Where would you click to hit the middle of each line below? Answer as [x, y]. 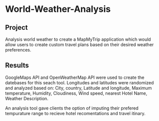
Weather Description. [27, 98]
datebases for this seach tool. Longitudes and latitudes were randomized [79, 82]
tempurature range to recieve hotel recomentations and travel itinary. [75, 113]
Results [17, 65]
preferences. [18, 50]
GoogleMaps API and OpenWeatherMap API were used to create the [75, 77]
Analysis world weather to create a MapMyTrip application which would [78, 39]
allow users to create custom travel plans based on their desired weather [79, 45]
